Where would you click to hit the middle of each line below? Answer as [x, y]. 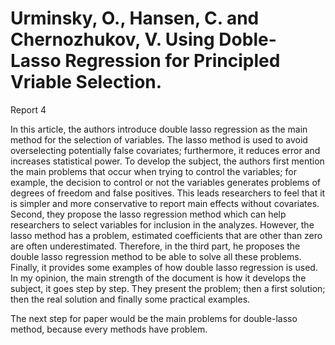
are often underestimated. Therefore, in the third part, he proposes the [155, 246]
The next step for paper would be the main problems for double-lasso [154, 318]
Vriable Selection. [86, 82]
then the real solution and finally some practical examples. [130, 299]
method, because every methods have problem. [109, 329]
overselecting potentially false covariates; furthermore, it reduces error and [165, 150]
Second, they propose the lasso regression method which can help [148, 214]
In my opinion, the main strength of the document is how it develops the [158, 278]
